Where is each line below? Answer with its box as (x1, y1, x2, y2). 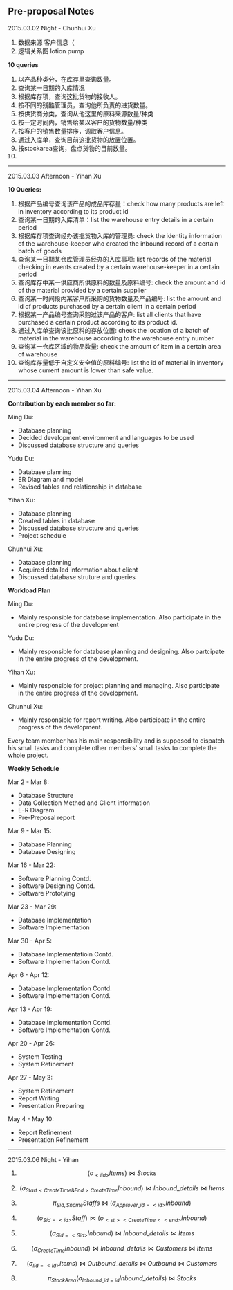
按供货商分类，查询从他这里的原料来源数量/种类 (17, 109, 154, 118)
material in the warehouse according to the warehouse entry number (17, 334, 214, 342)
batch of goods (17, 246, 62, 255)
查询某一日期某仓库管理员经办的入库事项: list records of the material (17, 255, 212, 263)
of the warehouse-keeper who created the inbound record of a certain (17, 239, 218, 248)
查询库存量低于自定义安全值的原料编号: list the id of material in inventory (17, 358, 224, 366)
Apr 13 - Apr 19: (8, 1005, 53, 1013)
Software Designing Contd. (17, 882, 95, 890)
